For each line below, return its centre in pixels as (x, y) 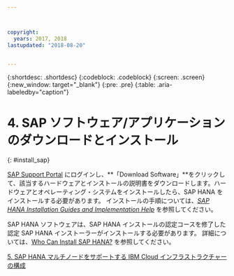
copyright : (23, 32)
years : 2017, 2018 (41, 39)
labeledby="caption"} (38, 92)
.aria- (164, 85)
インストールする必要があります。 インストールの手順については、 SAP (108, 201)
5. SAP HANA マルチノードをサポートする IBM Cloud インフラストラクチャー (117, 257)
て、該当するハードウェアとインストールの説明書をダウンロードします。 (111, 184)
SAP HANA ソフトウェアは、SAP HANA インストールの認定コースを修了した (117, 224)
